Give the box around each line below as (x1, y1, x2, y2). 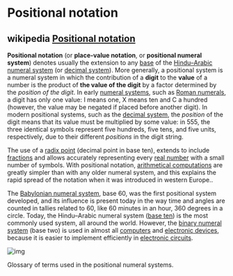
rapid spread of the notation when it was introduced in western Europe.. (7, 176, 214, 184)
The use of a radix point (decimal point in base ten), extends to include (7, 146, 210, 154)
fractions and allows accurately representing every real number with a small (7, 153, 225, 162)
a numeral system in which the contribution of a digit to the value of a (7, 73, 207, 82)
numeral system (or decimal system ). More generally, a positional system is (7, 66, 223, 74)
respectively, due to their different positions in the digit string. (7, 132, 184, 141)
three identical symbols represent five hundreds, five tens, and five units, (7, 125, 217, 133)
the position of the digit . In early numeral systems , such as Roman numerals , (7, 89, 227, 96)
